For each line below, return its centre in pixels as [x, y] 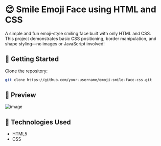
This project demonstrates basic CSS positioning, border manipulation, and [81, 39]
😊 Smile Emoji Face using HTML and [81, 10]
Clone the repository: [26, 71]
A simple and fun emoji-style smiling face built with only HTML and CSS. [78, 33]
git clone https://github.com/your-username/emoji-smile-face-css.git [79, 80]
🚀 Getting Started [32, 59]
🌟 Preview [21, 95]
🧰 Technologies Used [38, 122]
